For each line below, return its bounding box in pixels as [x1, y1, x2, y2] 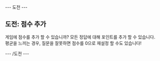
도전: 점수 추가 [5, 20, 46, 29]
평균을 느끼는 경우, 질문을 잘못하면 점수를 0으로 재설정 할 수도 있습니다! [5, 40, 142, 46]
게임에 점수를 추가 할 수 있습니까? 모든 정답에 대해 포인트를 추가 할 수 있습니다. [5, 34, 156, 40]
